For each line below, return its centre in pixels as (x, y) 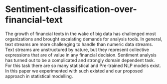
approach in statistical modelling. (39, 76)
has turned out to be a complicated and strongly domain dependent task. (80, 60)
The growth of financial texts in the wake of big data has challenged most (81, 33)
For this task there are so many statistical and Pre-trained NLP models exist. (83, 65)
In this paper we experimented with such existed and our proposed (74, 70)
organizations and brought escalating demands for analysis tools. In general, (84, 39)
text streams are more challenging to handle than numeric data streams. (79, 44)
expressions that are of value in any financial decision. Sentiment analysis (81, 55)
